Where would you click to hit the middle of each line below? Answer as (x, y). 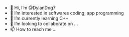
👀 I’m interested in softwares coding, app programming (67, 13)
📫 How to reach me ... (33, 29)
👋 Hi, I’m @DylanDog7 (33, 8)
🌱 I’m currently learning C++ (39, 18)
